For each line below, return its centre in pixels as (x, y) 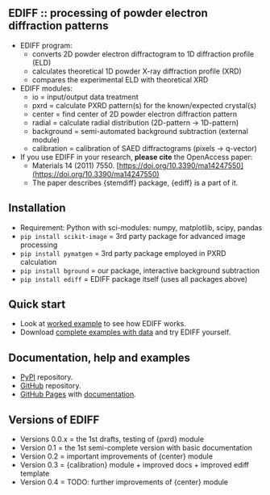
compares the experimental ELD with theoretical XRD (120, 79)
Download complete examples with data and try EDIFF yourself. (125, 332)
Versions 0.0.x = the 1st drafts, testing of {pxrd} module (112, 439)
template (35, 474)
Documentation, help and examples (100, 357)
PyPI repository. (46, 377)
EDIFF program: (46, 45)
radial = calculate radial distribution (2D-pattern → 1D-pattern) (135, 122)
